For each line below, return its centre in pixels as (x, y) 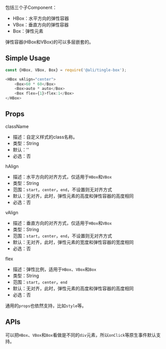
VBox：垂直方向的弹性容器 (41, 25)
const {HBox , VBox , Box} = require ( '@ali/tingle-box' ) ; (66, 70)
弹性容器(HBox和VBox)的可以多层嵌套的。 (50, 42)
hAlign (12, 166)
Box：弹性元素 (28, 31)
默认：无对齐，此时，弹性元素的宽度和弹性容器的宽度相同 (73, 242)
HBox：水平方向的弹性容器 (41, 18)
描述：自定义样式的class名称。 (45, 137)
